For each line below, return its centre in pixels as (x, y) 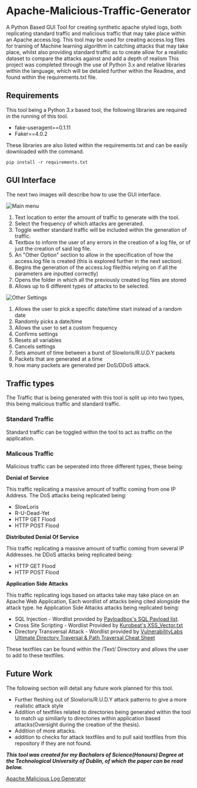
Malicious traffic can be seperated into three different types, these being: (95, 466)
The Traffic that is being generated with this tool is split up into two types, (95, 398)
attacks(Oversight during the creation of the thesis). (77, 724)
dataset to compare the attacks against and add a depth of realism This (93, 58)
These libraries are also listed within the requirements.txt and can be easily (97, 145)
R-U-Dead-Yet (32, 513)
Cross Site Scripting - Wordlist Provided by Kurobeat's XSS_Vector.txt (99, 625)
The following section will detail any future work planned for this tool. (90, 688)
